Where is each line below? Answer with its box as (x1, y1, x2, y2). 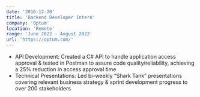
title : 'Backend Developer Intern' (6, 14, 95, 20)
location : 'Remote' (6, 25, 55, 32)
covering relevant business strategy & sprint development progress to (14, 78, 188, 86)
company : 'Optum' (6, 20, 50, 26)
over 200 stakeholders (14, 85, 71, 92)
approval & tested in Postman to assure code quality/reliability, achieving (14, 59, 195, 66)
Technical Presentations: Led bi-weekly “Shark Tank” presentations (14, 72, 182, 79)
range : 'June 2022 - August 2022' (6, 31, 93, 37)
